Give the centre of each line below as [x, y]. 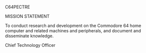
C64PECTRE [17, 7]
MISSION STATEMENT [27, 16]
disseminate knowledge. [29, 36]
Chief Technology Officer [30, 45]
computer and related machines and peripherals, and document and [73, 31]
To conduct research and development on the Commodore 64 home [73, 26]
